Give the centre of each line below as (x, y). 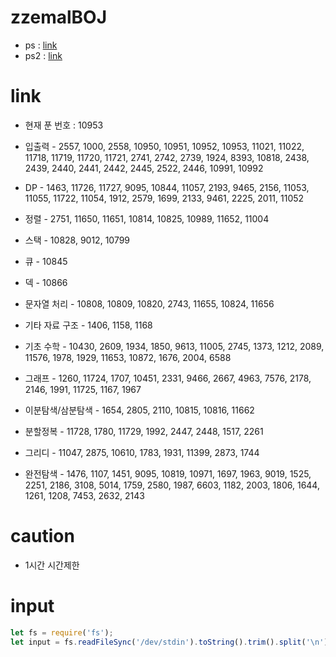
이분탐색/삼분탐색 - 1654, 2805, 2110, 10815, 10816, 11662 (139, 410)
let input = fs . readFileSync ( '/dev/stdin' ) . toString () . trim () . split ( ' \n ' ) (169, 642)
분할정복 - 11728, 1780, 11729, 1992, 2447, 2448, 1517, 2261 (144, 431)
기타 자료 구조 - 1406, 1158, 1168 (88, 325)
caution (42, 536)
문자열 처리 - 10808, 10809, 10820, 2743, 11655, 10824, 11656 (149, 303)
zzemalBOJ (59, 17)
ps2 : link (43, 55)
